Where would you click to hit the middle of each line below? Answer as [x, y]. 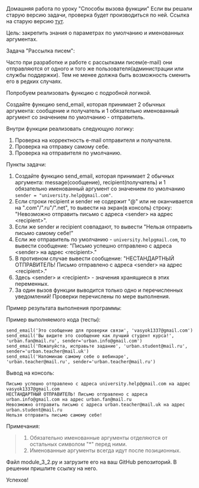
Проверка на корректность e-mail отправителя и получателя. [93, 140]
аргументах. [22, 39]
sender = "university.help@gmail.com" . [64, 195]
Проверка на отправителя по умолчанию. [68, 153]
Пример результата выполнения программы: [64, 308]
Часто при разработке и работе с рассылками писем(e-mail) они [89, 62]
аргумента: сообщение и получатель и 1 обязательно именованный [92, 111]
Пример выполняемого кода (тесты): [53, 319]
